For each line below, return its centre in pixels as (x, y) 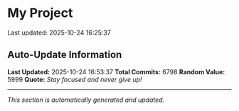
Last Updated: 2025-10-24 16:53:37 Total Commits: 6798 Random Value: (116, 71)
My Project (40, 13)
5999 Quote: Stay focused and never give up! (75, 79)
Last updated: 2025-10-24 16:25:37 (59, 33)
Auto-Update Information (65, 55)
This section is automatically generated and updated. (86, 100)
